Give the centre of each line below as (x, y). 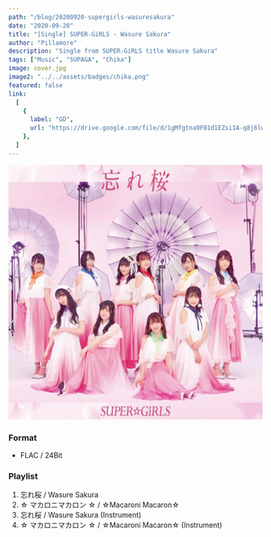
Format (23, 438)
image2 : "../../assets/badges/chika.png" (79, 77)
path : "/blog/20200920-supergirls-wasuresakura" (92, 17)
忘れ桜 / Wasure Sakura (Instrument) (81, 515)
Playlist (23, 476)
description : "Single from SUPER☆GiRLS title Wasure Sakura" (113, 51)
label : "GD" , (52, 120)
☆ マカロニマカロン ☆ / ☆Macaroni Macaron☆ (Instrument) (121, 525)
